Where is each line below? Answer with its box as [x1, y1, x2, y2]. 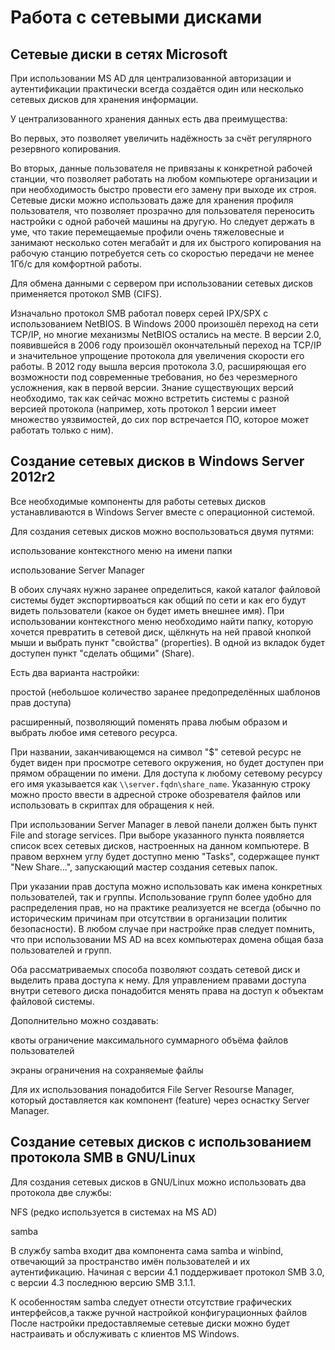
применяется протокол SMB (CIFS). [10, 288, 162, 300]
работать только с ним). [10, 424, 114, 436]
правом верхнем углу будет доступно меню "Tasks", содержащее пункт [10, 850, 320, 862]
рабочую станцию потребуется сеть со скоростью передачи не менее [10, 247, 315, 259]
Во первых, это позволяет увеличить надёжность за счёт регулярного [10, 132, 312, 144]
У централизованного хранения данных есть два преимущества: [10, 113, 288, 125]
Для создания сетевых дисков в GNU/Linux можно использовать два [10, 1176, 307, 1188]
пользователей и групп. [10, 944, 112, 956]
